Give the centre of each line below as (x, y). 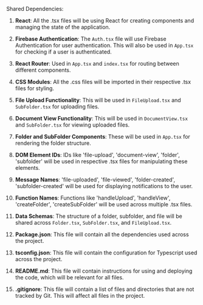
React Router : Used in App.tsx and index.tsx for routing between (97, 64)
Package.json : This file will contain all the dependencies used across (102, 234)
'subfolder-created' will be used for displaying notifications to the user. (104, 186)
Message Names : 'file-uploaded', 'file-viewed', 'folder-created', (95, 180)
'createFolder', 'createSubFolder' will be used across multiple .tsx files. (104, 204)
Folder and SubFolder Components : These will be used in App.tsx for (102, 137)
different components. (43, 70)
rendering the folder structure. (53, 143)
